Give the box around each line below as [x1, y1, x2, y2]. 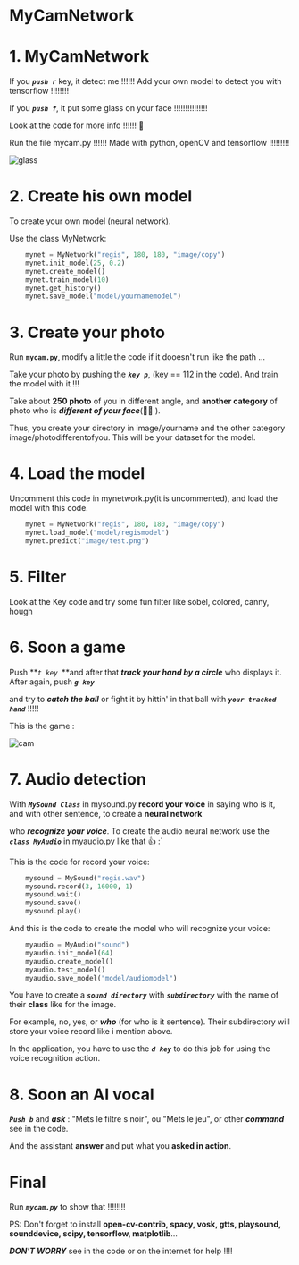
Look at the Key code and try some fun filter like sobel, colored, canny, [9, 596, 270, 607]
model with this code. [9, 503, 89, 514]
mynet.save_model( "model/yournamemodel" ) [25, 292, 181, 301]
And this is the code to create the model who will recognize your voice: [9, 923, 270, 933]
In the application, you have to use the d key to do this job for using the [9, 1043, 270, 1054]
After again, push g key [9, 676, 96, 687]
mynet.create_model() [25, 267, 105, 276]
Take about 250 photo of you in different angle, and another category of [9, 395, 278, 407]
